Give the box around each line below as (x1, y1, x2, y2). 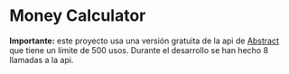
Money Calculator (9, 5, 146, 26)
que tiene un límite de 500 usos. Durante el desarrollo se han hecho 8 (9, 44, 269, 55)
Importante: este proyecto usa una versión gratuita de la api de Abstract (9, 35, 280, 46)
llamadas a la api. (9, 54, 74, 65)
